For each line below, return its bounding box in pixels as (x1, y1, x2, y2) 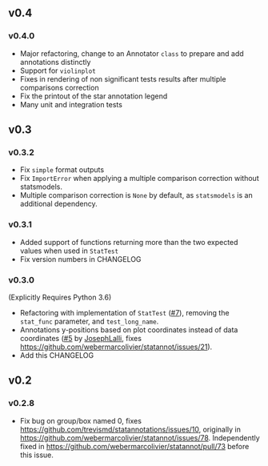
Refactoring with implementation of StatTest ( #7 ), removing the (19, 307, 230, 317)
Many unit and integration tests (19, 99, 122, 109)
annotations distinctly (19, 57, 91, 66)
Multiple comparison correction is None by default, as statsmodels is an (19, 191, 254, 200)
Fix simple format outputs (19, 165, 105, 175)
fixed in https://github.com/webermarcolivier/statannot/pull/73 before (19, 441, 250, 451)
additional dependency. (19, 199, 98, 209)
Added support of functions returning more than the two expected (19, 237, 238, 247)
